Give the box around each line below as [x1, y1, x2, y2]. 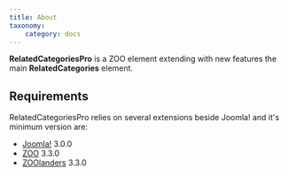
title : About [9, 12, 58, 22]
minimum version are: [9, 121, 89, 133]
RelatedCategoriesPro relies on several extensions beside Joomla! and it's [9, 112, 280, 123]
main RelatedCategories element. [9, 63, 134, 73]
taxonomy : [9, 21, 46, 30]
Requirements [9, 88, 89, 103]
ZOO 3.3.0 [21, 148, 60, 159]
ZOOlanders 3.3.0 [21, 157, 87, 168]
